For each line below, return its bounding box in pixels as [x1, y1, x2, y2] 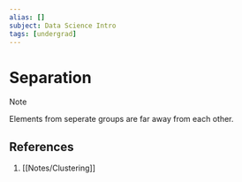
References [9, 139, 74, 155]
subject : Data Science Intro [9, 21, 117, 30]
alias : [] [9, 12, 46, 22]
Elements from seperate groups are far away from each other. [9, 114, 234, 125]
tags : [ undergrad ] [9, 29, 77, 38]
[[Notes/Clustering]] [21, 163, 95, 173]
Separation [9, 67, 92, 87]
